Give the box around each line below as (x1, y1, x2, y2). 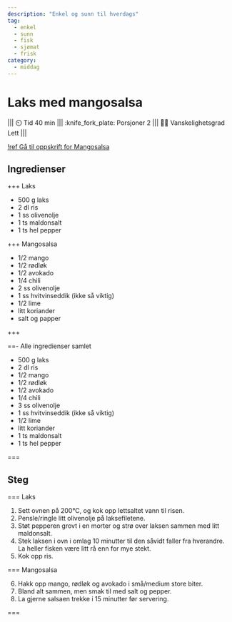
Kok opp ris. (17, 552, 54, 561)
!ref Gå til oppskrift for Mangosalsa (7, 142, 110, 151)
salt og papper (17, 315, 61, 323)
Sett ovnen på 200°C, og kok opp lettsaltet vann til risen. (17, 506, 185, 515)
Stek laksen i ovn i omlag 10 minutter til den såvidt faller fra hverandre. (17, 536, 225, 546)
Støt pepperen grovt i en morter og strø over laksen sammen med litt (17, 521, 220, 530)
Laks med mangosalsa (7, 94, 143, 111)
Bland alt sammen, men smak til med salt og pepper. (17, 587, 172, 596)
